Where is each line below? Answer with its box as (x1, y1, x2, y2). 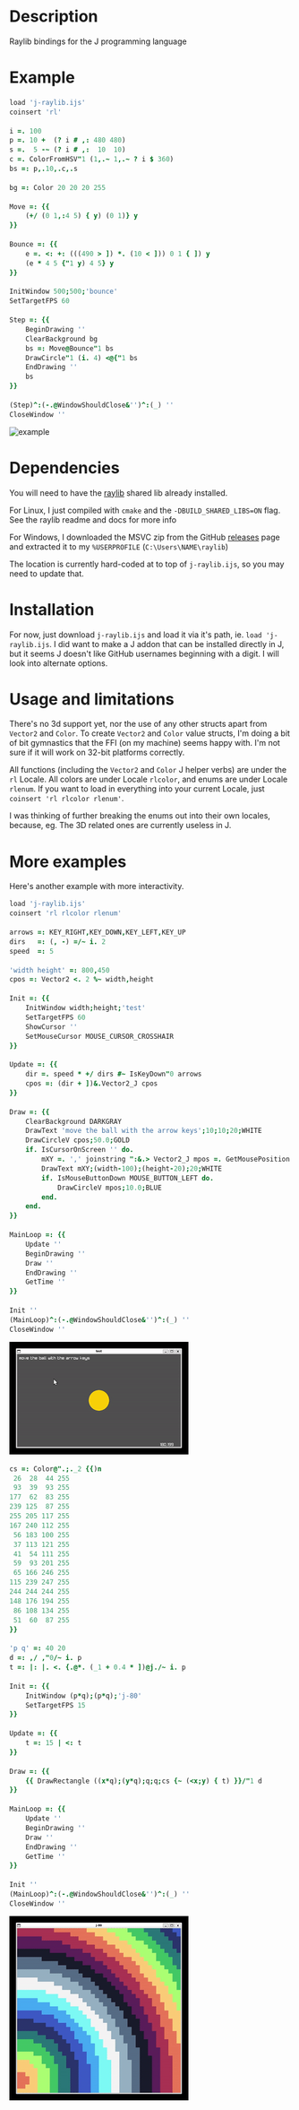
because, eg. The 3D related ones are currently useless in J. (9, 820, 232, 831)
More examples (9, 852, 127, 871)
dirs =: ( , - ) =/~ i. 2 (9, 937, 106, 947)
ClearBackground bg (25, 334, 98, 343)
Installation (9, 599, 95, 619)
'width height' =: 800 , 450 (9, 965, 110, 974)
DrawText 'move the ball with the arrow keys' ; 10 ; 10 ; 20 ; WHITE (25, 1127, 262, 1136)
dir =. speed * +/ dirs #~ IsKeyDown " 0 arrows (25, 1069, 202, 1079)
